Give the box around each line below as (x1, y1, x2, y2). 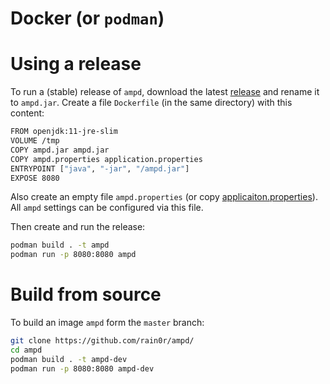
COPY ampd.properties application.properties (10, 154, 203, 164)
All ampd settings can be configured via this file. (10, 202, 204, 214)
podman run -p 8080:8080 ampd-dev (10, 363, 155, 374)
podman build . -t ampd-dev (10, 354, 128, 364)
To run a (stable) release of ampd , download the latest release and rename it (10, 86, 320, 98)
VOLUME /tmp (10, 136, 60, 146)
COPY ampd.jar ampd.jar (10, 145, 110, 155)
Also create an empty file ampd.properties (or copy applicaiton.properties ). (10, 191, 318, 203)
